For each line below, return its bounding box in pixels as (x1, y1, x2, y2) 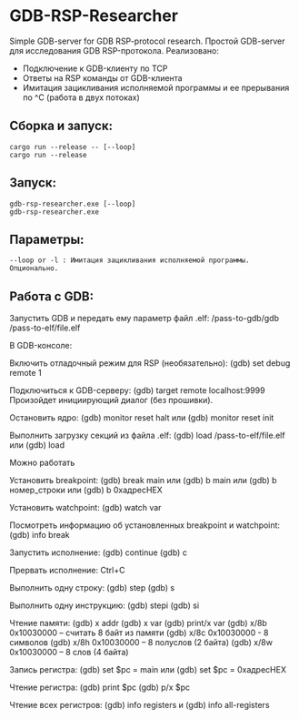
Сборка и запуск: (9, 118, 114, 134)
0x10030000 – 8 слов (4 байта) (9, 647, 129, 658)
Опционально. (9, 264, 59, 273)
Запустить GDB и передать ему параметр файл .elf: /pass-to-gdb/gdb (9, 313, 280, 324)
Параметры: (9, 231, 85, 247)
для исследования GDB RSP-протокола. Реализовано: (9, 45, 220, 56)
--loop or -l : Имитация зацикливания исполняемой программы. (9, 256, 250, 265)
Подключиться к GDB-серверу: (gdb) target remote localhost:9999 (9, 385, 265, 396)
